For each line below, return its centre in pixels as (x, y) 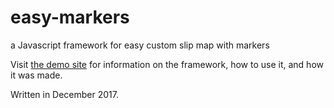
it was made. (36, 75)
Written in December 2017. (65, 94)
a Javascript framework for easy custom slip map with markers (140, 45)
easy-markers (70, 17)
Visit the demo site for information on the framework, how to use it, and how (167, 64)
